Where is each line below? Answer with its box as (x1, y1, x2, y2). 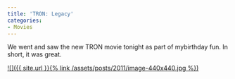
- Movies (7, 23, 33, 30)
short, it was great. (7, 50, 62, 59)
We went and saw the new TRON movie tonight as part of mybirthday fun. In (7, 43, 229, 51)
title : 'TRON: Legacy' (7, 10, 74, 18)
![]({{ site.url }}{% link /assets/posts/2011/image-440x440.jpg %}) (7, 64, 199, 73)
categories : (7, 17, 42, 24)
